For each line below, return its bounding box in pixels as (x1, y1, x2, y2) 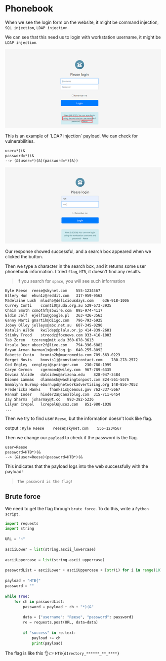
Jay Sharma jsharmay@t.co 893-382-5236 (5, 397, 94, 402)
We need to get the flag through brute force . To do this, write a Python (5, 505, 149, 511)
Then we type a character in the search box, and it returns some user (5, 263, 146, 269)
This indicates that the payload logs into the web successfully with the (5, 463, 148, 469)
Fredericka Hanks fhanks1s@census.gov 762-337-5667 (5, 387, 121, 392)
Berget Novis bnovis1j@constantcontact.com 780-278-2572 (5, 357, 138, 362)
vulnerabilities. (5, 138, 35, 144)
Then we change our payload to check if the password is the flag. (5, 434, 138, 440)
